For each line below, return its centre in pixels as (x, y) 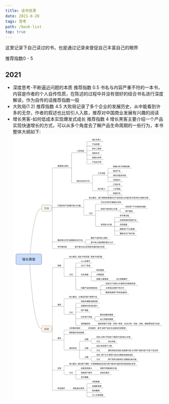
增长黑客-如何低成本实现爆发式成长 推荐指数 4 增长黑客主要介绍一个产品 (88, 119)
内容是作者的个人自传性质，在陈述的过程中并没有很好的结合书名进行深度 (88, 94)
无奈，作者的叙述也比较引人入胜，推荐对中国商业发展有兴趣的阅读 (90, 113)
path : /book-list (24, 27)
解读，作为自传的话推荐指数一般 (46, 100)
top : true (16, 32)
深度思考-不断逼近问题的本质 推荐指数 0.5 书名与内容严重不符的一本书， (88, 87)
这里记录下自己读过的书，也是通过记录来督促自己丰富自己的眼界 (72, 48)
